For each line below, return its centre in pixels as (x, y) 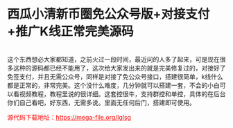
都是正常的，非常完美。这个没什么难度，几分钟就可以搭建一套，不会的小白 (113, 85)
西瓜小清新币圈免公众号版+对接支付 (109, 14)
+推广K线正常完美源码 (70, 31)
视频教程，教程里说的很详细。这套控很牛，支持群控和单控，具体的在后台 (122, 93)
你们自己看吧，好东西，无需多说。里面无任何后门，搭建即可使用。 (101, 102)
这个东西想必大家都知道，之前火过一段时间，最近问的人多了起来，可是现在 (113, 59)
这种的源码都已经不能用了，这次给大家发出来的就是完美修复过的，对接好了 (119, 68)
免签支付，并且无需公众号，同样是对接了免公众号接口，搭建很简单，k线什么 (115, 76)
